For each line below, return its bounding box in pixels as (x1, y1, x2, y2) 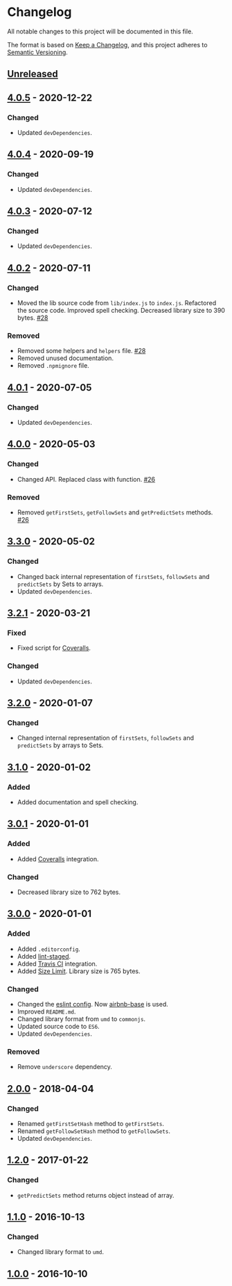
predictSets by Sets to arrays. (17, 580, 104, 588)
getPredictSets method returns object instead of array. (17, 1191, 175, 1199)
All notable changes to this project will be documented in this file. (7, 27, 194, 35)
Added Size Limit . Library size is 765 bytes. (17, 967, 141, 975)
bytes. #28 (17, 314, 48, 322)
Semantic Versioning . (7, 48, 68, 56)
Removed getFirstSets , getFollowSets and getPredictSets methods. (17, 508, 213, 516)
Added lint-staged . (17, 952, 71, 960)
